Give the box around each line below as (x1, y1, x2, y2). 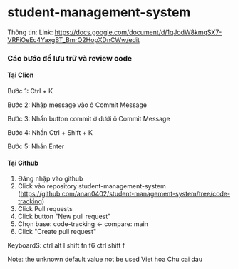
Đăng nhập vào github (17, 174, 83, 183)
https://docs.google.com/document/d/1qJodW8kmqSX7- (54, 28, 222, 36)
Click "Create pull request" (17, 228, 97, 236)
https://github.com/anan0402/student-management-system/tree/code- (20, 190, 230, 198)
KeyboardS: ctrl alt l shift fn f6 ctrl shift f (7, 241, 125, 250)
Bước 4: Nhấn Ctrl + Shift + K (7, 128, 93, 137)
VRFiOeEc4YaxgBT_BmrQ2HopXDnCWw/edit (7, 35, 140, 44)
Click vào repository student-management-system (17, 182, 166, 191)
